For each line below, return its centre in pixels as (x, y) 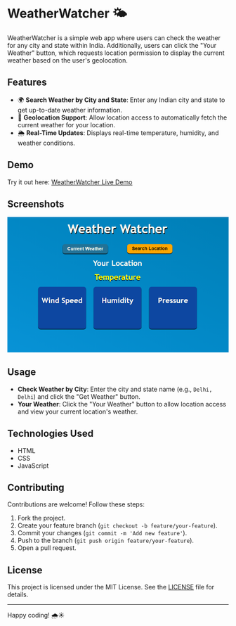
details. (18, 594)
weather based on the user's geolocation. (68, 60)
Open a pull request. (47, 548)
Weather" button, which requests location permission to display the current (116, 53)
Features (27, 83)
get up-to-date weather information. (70, 110)
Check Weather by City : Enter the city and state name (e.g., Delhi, (115, 389)
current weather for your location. (66, 124)
